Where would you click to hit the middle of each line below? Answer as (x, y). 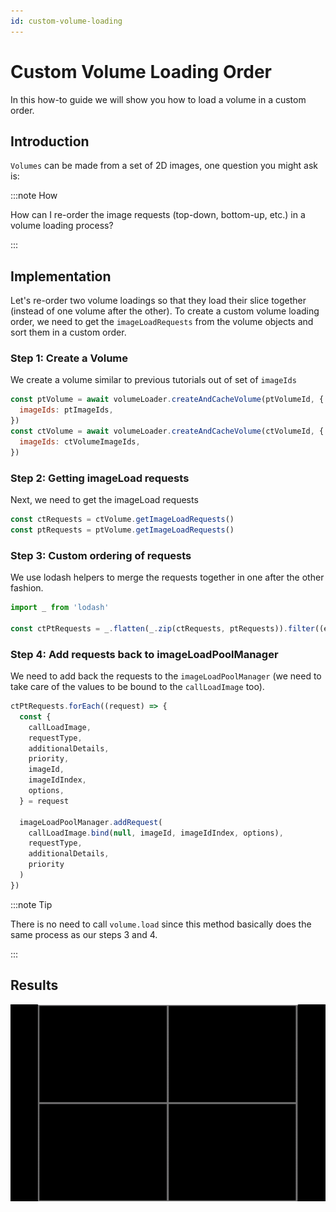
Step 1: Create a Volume (69, 358)
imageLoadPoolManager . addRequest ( (91, 822)
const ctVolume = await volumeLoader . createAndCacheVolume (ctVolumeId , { (167, 431)
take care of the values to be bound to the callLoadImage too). (137, 686)
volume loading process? (62, 226)
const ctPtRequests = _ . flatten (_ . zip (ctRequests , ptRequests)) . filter (162, 628)
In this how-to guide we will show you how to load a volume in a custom (158, 99)
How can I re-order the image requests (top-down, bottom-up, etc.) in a (158, 215)
